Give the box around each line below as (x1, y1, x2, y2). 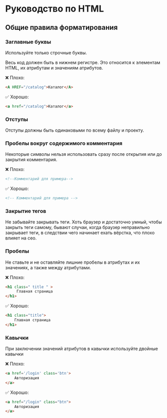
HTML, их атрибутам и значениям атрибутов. (5, 65, 103, 71)
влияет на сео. (5, 235, 37, 241)
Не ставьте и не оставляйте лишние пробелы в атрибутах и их (5, 259, 140, 265)
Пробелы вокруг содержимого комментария (5, 140, 123, 147)
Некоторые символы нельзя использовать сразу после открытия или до (5, 151, 162, 157)
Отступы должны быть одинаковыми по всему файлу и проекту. (5, 127, 144, 133)
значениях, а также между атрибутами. (5, 264, 91, 270)
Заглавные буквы (5, 38, 51, 45)
